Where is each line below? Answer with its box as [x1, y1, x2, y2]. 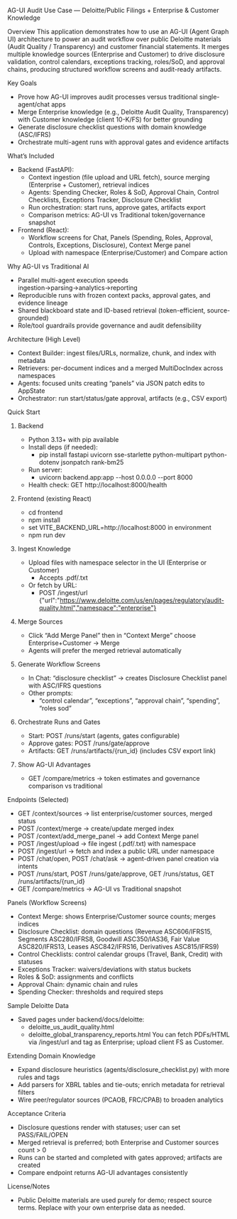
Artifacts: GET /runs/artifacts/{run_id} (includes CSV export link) [28, 747, 216, 755]
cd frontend [28, 508, 63, 516]
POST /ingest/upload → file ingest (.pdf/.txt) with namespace [17, 840, 197, 847]
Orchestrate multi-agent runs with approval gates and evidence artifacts [17, 138, 229, 146]
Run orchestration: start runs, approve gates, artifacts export [28, 203, 206, 212]
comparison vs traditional [28, 781, 103, 790]
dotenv [38, 458, 60, 466]
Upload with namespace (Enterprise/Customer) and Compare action [28, 249, 228, 256]
